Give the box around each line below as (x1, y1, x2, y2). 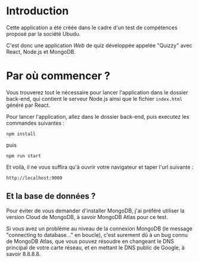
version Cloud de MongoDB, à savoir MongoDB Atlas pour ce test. (6, 213, 169, 220)
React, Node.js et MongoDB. (6, 48, 76, 55)
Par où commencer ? (6, 69, 111, 83)
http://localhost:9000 (6, 175, 63, 181)
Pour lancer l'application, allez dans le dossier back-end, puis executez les (6, 113, 189, 120)
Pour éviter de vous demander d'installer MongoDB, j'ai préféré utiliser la (6, 207, 185, 214)
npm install (6, 131, 36, 137)
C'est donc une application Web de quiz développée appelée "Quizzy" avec (6, 42, 192, 49)
